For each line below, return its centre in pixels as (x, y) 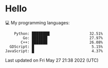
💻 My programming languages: (37, 22)
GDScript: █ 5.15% (56, 47)
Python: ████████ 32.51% (58, 34)
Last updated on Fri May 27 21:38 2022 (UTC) (52, 60)
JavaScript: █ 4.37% (54, 51)
